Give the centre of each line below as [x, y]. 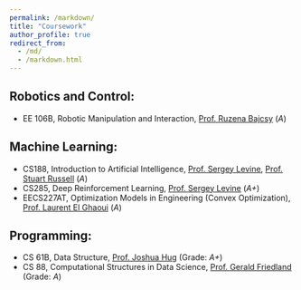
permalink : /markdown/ [52, 18]
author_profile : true [50, 34]
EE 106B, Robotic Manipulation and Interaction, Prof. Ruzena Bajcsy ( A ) [155, 118]
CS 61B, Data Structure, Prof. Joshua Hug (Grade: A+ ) [122, 257]
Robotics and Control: [72, 97]
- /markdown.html [50, 60]
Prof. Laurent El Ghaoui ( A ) [72, 207]
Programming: [51, 236]
